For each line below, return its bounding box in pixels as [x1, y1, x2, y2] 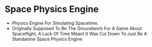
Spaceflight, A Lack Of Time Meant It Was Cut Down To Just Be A [11, 30, 147, 36]
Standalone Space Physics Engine [11, 36, 82, 42]
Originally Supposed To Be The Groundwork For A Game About [11, 25, 142, 31]
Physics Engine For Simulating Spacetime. [11, 20, 99, 26]
